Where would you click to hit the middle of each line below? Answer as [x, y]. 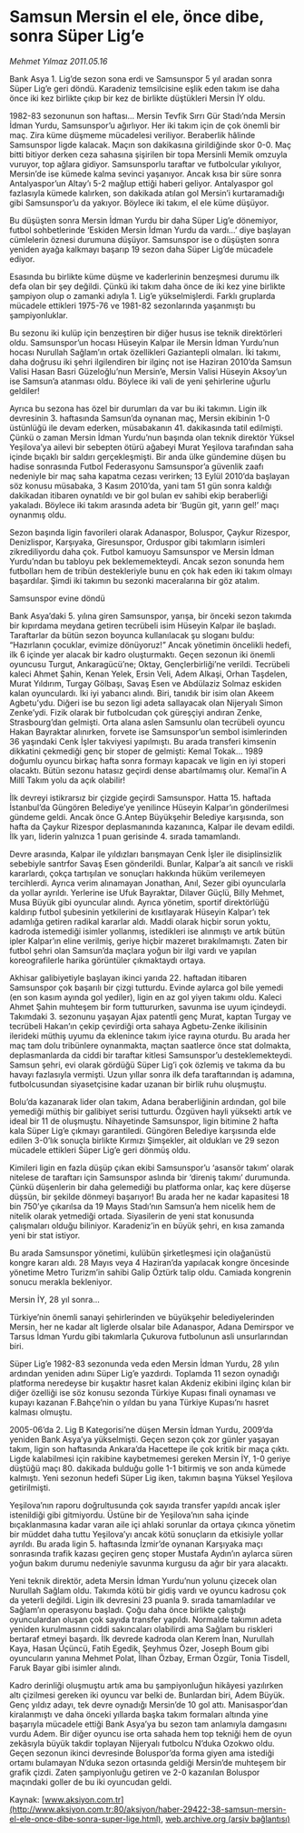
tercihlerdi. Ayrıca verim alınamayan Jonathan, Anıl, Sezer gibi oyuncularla [148, 883]
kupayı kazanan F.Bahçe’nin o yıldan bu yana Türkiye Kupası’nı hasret [139, 1402]
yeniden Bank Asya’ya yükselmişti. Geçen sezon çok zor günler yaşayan [144, 1439]
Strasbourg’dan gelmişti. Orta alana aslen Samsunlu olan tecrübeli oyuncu [147, 722]
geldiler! [25, 391]
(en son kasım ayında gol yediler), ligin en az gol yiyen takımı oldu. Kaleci [146, 997]
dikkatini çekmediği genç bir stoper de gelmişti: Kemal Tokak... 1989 [136, 751]
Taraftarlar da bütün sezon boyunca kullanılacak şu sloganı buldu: [132, 635]
